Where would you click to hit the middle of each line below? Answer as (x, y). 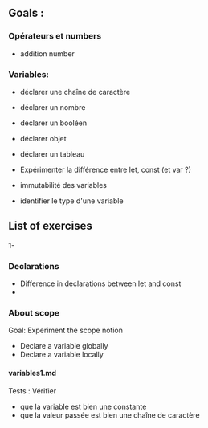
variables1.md (33, 373)
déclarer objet (43, 138)
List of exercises (50, 226)
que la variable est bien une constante (83, 406)
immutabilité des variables (63, 185)
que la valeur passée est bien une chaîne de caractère (110, 415)
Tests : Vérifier (33, 391)
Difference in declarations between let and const (100, 283)
